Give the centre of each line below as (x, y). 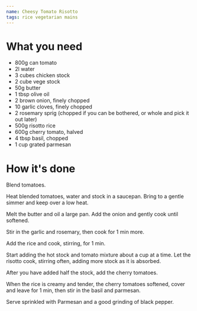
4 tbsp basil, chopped (41, 138)
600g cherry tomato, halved (49, 132)
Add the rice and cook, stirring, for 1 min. (56, 243)
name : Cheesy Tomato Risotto (42, 12)
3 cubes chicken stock (42, 75)
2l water (25, 69)
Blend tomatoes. (26, 185)
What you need (44, 47)
